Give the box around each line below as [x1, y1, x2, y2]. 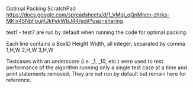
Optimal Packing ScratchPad [6, 5, 76, 12]
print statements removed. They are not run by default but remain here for [6, 70, 186, 77]
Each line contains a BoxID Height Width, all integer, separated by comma [6, 40, 185, 47]
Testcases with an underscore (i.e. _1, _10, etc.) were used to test [6, 58, 164, 65]
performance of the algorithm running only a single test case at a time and [6, 64, 188, 71]
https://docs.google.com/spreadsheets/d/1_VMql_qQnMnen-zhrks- [6, 11, 170, 18]
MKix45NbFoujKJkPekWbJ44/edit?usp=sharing [6, 18, 123, 24]
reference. [6, 76, 31, 83]
